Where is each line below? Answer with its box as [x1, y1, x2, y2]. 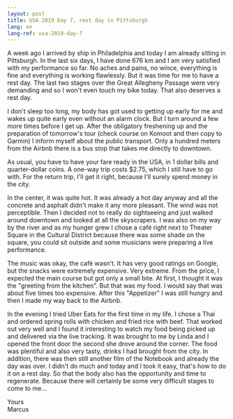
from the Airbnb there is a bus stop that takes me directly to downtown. [7, 144, 212, 152]
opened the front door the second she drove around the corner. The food [7, 340, 218, 348]
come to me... [7, 384, 47, 392]
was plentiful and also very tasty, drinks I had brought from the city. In [7, 347, 209, 355]
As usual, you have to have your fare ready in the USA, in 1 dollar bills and [7, 158, 218, 166]
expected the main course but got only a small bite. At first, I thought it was [7, 274, 223, 283]
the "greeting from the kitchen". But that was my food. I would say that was [7, 281, 223, 290]
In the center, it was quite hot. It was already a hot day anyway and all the [7, 194, 218, 202]
